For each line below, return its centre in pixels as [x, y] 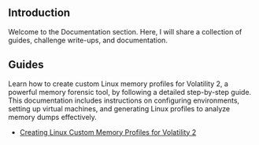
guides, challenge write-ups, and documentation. [88, 40]
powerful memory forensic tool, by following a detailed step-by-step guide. [130, 92]
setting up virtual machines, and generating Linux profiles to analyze [119, 108]
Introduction [39, 13]
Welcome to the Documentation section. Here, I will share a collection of [125, 31]
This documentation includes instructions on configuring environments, [124, 100]
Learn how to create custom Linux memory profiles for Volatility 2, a [118, 83]
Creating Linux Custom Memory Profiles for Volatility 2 [108, 132]
